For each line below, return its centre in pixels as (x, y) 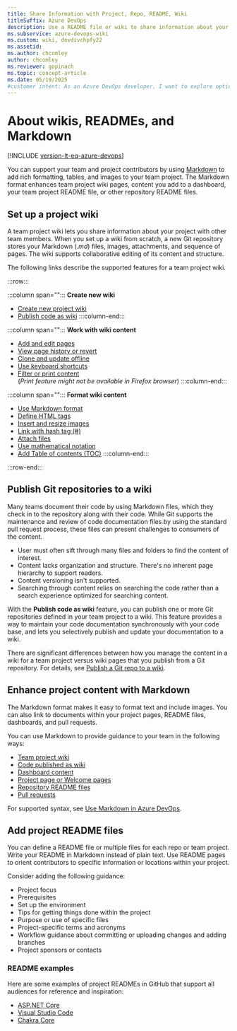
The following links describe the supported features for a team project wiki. (116, 267)
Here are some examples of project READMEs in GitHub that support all (111, 984)
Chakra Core (36, 1020)
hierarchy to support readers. (60, 573)
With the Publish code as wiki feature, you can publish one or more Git (110, 609)
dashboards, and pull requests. (52, 722)
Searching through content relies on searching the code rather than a (118, 588)
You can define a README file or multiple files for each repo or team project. (119, 847)
